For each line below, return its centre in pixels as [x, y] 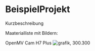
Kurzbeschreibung [25, 23]
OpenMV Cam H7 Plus [29, 43]
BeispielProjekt [38, 9]
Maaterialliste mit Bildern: [32, 33]
